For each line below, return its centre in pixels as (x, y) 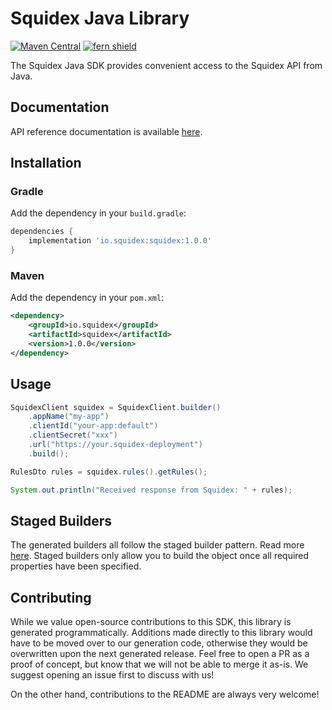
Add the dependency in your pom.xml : (87, 298)
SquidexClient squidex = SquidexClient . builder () (116, 407)
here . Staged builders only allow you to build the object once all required (160, 556)
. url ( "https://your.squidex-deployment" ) (115, 445)
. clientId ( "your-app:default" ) (93, 426)
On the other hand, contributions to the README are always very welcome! (165, 694)
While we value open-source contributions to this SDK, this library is (151, 622)
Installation (46, 163)
